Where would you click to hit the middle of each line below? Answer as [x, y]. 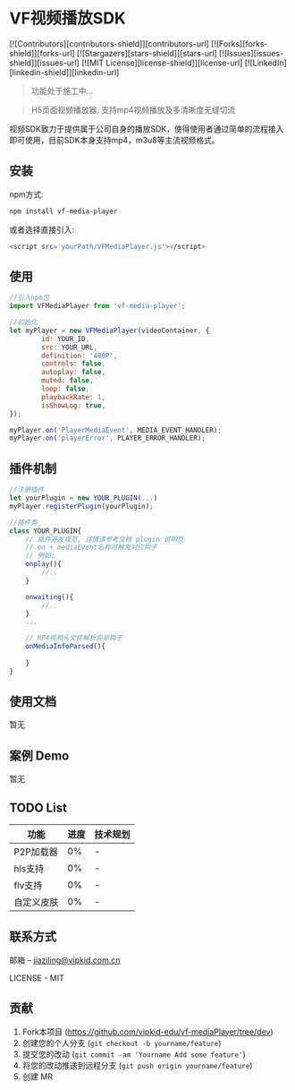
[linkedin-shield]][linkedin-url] [64, 72]
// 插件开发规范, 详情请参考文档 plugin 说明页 [105, 539]
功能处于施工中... [62, 90]
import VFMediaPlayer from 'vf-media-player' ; [97, 306]
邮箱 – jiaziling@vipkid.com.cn [65, 960]
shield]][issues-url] [45, 63]
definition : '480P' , [80, 356]
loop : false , [66, 389]
